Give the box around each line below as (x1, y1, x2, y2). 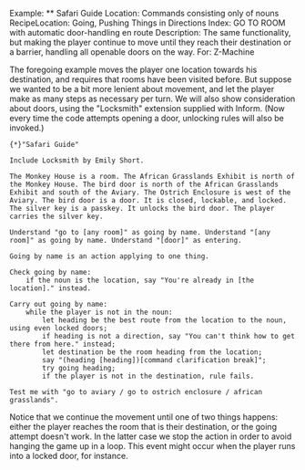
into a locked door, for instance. (9, 451, 129, 461)
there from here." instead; (9, 339, 117, 349)
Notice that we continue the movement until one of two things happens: (9, 412, 279, 423)
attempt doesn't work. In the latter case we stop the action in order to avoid (9, 431, 292, 442)
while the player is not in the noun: (25, 308, 173, 317)
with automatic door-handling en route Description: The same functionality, (9, 27, 291, 37)
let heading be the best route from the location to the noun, (42, 316, 287, 325)
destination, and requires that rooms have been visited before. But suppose (9, 74, 292, 85)
